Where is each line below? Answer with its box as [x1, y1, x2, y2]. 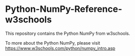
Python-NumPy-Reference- [5, 3, 123, 15]
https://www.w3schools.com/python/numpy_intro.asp [5, 45, 116, 51]
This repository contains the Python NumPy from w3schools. [5, 30, 131, 36]
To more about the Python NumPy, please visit [5, 40, 101, 46]
